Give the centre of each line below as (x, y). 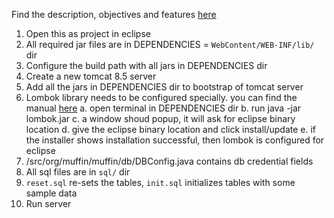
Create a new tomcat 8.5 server (91, 76)
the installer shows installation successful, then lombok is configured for (175, 140)
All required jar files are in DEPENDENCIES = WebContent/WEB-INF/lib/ (170, 44)
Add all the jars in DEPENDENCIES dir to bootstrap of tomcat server (164, 87)
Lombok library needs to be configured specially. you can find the (161, 97)
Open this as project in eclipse (88, 33)
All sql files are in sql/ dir (78, 172)
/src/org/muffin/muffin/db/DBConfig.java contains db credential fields (169, 161)
